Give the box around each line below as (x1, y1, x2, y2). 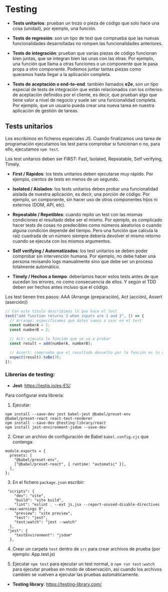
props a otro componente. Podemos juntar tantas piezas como (12, 66, 141, 72)
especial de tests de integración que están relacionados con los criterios (12, 86, 162, 92)
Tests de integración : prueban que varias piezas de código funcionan (12, 50, 157, 56)
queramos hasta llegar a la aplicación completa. (12, 71, 111, 77)
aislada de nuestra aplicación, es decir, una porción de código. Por (12, 191, 150, 197)
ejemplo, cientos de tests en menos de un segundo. (12, 176, 119, 182)
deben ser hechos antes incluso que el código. (12, 284, 109, 290)
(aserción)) (5, 299, 28, 305)
